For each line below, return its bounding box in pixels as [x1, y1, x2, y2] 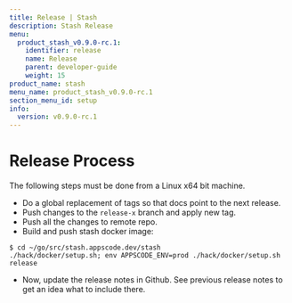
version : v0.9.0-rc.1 [17, 112, 98, 121]
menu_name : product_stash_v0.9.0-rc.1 [9, 87, 153, 96]
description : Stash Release [9, 21, 114, 30]
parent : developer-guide [25, 63, 118, 72]
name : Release [25, 54, 77, 63]
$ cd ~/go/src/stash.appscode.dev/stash [9, 243, 162, 252]
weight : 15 [25, 71, 66, 80]
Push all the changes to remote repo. [21, 217, 158, 227]
